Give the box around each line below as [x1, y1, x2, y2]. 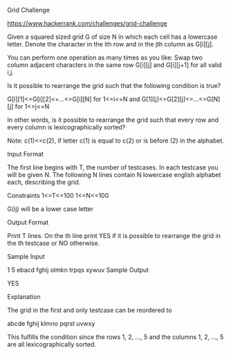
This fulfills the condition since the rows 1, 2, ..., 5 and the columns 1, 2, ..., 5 [7, 333, 224, 341]
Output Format [7, 218, 49, 226]
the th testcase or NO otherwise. [7, 239, 100, 247]
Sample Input [7, 253, 45, 260]
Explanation [7, 293, 41, 300]
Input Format [7, 150, 44, 158]
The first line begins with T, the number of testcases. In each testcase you [7, 163, 219, 172]
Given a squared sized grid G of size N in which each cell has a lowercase [7, 33, 218, 41]
